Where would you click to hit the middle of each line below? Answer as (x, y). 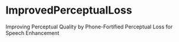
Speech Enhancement (33, 33)
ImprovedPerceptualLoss (69, 10)
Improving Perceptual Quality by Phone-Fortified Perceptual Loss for (89, 27)
